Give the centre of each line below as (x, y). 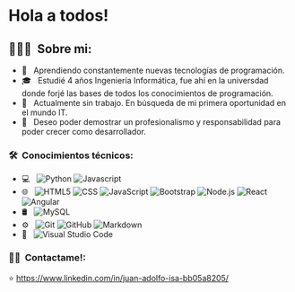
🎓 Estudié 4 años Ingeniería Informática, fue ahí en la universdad (145, 80)
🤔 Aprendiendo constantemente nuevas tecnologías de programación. (153, 70)
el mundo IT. (44, 112)
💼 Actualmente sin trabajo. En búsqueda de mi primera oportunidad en (153, 103)
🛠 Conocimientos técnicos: (71, 155)
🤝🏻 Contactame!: (47, 258)
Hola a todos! (59, 16)
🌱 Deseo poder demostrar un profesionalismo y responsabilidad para (151, 122)
